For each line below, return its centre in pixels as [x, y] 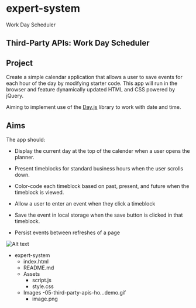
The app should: [26, 139]
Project [20, 63]
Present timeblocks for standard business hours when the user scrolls [99, 168]
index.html [36, 261]
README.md [39, 268]
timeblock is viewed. [39, 192]
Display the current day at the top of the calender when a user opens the [102, 150]
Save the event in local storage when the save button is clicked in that [99, 215]
